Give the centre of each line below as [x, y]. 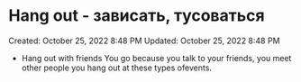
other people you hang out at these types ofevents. [117, 68]
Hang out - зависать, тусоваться [137, 16]
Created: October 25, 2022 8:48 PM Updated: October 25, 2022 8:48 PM [144, 41]
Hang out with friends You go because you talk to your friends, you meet [156, 58]
